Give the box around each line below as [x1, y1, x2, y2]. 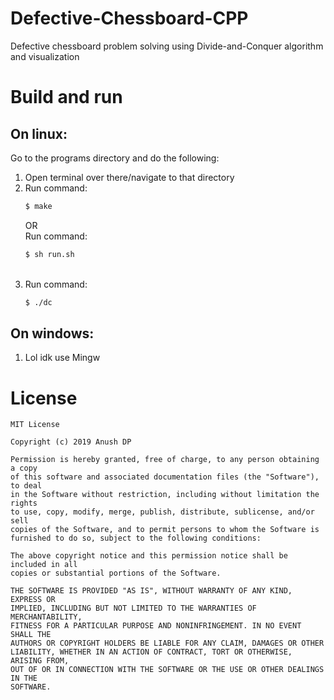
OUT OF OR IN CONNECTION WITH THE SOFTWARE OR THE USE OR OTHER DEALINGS [10, 665, 325, 675]
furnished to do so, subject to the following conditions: [10, 533, 262, 544]
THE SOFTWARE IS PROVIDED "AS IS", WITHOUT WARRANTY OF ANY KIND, [10, 586, 293, 596]
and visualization [10, 50, 80, 62]
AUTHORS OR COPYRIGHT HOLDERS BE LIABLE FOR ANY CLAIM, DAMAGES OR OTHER [10, 638, 325, 649]
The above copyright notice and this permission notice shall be [10, 551, 288, 561]
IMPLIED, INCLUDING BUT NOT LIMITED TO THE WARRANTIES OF [10, 603, 257, 614]
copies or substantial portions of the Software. [10, 568, 222, 579]
